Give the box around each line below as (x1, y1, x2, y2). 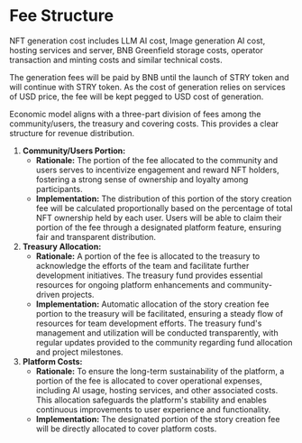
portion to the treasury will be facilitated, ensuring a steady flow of (35, 308, 284, 318)
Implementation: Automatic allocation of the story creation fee (35, 299, 270, 309)
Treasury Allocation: (22, 241, 102, 252)
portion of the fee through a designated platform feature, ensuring (35, 222, 282, 233)
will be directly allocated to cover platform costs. (35, 423, 217, 434)
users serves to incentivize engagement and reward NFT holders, (35, 164, 279, 175)
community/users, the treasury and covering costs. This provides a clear (9, 118, 279, 129)
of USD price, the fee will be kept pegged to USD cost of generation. (9, 91, 264, 102)
